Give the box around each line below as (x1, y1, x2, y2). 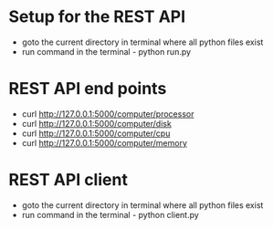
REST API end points (8, 78, 167, 99)
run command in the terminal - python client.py (21, 209, 200, 220)
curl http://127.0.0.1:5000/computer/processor (21, 108, 194, 120)
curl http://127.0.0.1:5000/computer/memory (21, 137, 188, 148)
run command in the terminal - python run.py (21, 46, 192, 57)
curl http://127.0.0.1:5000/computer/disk (21, 118, 173, 129)
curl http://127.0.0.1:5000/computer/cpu (21, 128, 171, 139)
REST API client (8, 170, 129, 191)
